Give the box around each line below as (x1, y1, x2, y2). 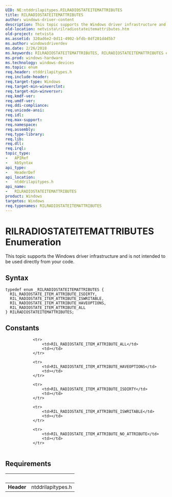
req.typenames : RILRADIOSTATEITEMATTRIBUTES (5, 203, 102, 208)
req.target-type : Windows (5, 79, 60, 84)
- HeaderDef (5, 170, 36, 175)
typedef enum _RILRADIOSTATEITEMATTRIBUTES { (5, 287, 104, 293)
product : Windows (5, 194, 42, 199)
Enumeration (5, 236, 61, 248)
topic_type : (5, 151, 31, 156)
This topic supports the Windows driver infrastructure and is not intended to (5, 253, 166, 259)
